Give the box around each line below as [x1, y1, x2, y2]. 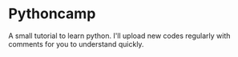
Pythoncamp [8, 5, 96, 23]
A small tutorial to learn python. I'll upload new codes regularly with [8, 31, 231, 40]
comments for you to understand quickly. [8, 39, 144, 48]
